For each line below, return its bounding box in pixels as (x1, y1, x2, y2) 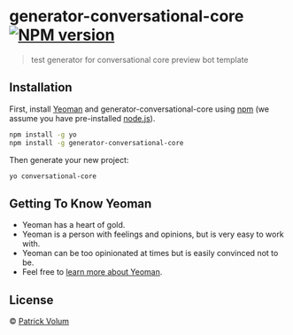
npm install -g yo (9, 130, 77, 139)
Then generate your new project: (9, 154, 129, 165)
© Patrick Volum (9, 316, 69, 326)
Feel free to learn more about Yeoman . (21, 267, 163, 277)
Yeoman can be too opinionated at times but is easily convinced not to (21, 248, 279, 259)
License (9, 292, 54, 308)
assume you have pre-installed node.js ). (9, 113, 156, 123)
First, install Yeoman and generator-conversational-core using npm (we (9, 104, 270, 114)
